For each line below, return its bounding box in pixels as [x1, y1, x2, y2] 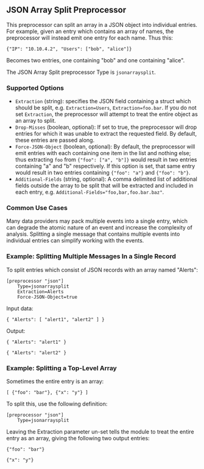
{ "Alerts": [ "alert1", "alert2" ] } [6, 316, 105, 322]
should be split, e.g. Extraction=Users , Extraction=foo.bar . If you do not [15, 104, 197, 112]
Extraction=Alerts [17, 288, 64, 295]
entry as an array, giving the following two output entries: [6, 435, 150, 442]
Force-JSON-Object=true [17, 294, 78, 300]
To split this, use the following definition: [6, 400, 108, 407]
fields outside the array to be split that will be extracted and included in [15, 182, 194, 189]
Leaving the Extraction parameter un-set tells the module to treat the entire [6, 428, 194, 435]
